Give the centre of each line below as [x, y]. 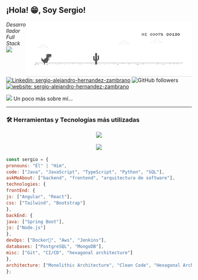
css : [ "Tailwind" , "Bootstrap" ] [46, 203]
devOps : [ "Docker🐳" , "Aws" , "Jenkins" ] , [57, 241]
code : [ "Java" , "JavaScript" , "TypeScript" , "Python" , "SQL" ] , [85, 172]
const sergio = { [27, 159]
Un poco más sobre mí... [43, 99]
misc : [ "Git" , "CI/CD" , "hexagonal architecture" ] [70, 253]
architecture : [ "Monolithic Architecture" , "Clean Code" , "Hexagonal [93, 265]
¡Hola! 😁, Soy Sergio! [46, 10]
